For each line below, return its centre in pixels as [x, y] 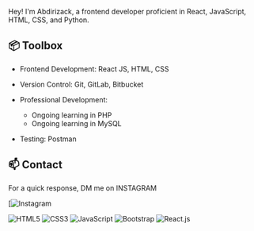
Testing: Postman [48, 139]
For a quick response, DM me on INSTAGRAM [82, 188]
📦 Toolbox [36, 46]
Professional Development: [64, 99]
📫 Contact [36, 165]
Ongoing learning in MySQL [77, 123]
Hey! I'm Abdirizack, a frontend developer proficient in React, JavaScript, [127, 12]
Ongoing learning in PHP [72, 115]
